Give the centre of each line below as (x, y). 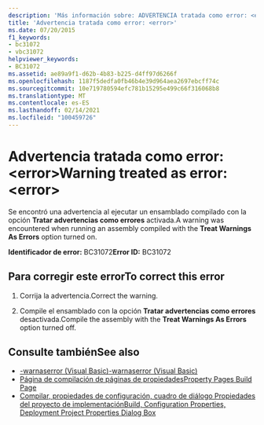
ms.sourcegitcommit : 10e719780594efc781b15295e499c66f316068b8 (114, 88)
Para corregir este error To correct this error (117, 277)
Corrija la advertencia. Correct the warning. (89, 295)
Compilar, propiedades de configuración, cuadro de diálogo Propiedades (137, 396)
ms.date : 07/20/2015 (42, 30)
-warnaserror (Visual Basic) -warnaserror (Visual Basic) (108, 371)
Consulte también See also (74, 352)
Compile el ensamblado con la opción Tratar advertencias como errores (137, 310)
